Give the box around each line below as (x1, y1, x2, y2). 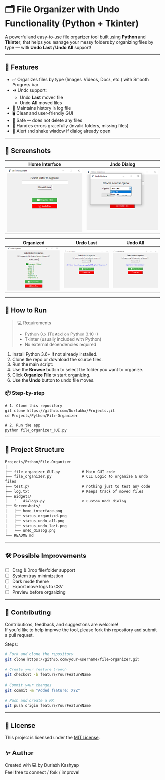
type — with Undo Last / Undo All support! (5, 44, 92, 50)
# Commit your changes (5, 682, 52, 688)
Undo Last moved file (19, 94, 63, 100)
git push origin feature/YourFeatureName (5, 703, 91, 708)
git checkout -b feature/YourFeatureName (5, 672, 91, 677)
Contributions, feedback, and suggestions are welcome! (5, 621, 119, 627)
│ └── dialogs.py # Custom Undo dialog (5, 499, 126, 503)
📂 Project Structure (5, 446, 65, 454)
